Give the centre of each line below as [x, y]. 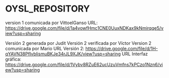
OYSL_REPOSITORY [47, 9]
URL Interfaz [135, 54]
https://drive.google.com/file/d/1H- [122, 48]
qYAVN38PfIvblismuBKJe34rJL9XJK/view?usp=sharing [63, 54]
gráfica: [13, 59]
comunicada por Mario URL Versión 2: [45, 48]
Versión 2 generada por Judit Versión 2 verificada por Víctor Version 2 [78, 43]
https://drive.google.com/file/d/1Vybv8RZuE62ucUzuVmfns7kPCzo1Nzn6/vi [84, 64]
